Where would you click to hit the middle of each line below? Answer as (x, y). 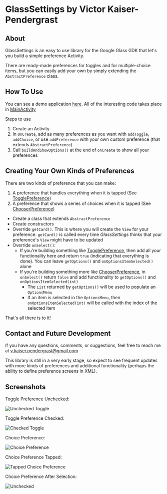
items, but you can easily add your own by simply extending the (71, 71)
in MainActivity (20, 109)
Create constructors (33, 223)
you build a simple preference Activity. (45, 56)
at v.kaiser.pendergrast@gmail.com (42, 351)
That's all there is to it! (28, 318)
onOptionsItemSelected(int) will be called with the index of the (92, 303)
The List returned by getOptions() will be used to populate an (91, 287)
